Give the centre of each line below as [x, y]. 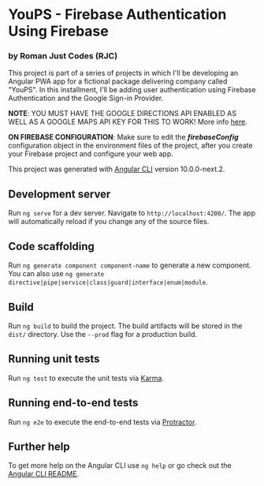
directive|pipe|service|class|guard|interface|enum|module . [108, 282]
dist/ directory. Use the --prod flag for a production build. [102, 334]
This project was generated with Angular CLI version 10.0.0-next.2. [117, 169]
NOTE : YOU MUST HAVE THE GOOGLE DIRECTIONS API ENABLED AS [122, 114]
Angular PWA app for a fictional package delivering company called [118, 81]
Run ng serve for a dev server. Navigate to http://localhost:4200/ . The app [132, 213]
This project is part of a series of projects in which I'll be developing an [123, 73]
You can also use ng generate [56, 274]
